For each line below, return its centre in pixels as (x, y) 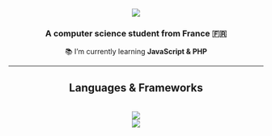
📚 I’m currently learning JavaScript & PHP (136, 52)
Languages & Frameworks (136, 88)
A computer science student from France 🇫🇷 (136, 34)
